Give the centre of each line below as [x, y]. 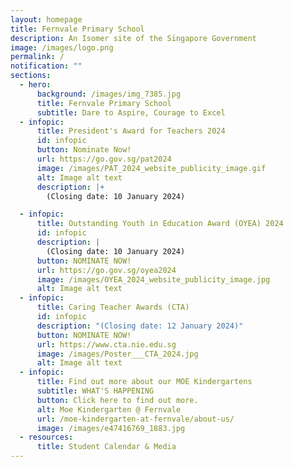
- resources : [46, 437]
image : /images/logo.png [62, 47]
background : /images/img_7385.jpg [109, 94]
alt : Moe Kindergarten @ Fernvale [109, 409]
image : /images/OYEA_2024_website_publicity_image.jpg [153, 279]
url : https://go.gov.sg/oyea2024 [106, 270]
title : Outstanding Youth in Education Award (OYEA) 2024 [160, 224]
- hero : [35, 85]
